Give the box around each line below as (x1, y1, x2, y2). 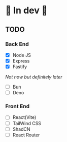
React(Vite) (12, 114, 37, 120)
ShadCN (12, 126, 30, 132)
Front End (5, 103, 30, 110)
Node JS (12, 52, 31, 58)
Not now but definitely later (5, 74, 62, 80)
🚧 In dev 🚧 (5, 5, 48, 16)
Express (12, 57, 30, 64)
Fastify (12, 64, 27, 70)
